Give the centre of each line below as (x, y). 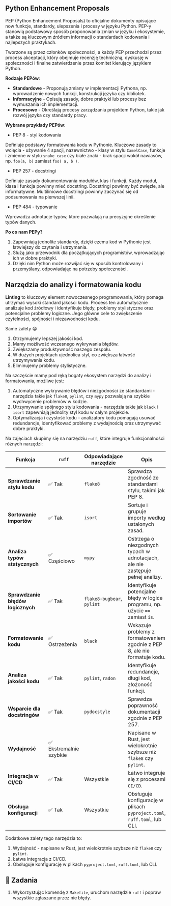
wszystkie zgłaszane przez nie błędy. (52, 898)
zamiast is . (141, 617)
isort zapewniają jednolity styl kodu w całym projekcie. (71, 412)
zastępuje (140, 571)
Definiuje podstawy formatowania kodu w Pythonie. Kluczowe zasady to (81, 145)
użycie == (139, 610)
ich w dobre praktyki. (35, 258)
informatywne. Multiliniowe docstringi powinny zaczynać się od (72, 191)
